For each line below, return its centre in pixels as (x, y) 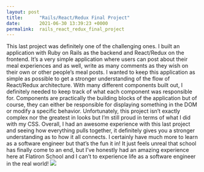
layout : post (23, 12)
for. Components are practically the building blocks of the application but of (102, 98)
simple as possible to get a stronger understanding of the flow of (88, 79)
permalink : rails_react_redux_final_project (65, 29)
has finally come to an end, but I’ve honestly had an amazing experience (98, 150)
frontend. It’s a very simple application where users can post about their (97, 59)
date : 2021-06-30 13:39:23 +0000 (57, 23)
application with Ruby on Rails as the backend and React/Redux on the (96, 53)
